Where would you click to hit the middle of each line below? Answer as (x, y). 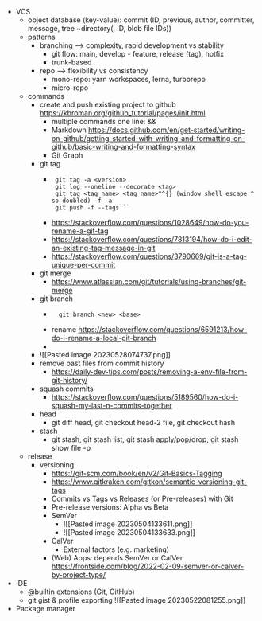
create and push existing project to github (108, 104)
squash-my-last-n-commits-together (112, 406)
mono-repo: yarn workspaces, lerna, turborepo (129, 79)
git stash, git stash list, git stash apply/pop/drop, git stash (145, 439)
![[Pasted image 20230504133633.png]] (129, 532)
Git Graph (67, 155)
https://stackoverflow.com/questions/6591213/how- (163, 329)
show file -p (71, 448)
